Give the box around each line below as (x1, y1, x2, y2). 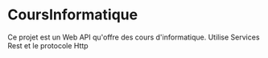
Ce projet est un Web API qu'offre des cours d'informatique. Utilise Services (7, 32, 260, 42)
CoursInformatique (7, 6, 138, 24)
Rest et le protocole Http (7, 40, 89, 50)
